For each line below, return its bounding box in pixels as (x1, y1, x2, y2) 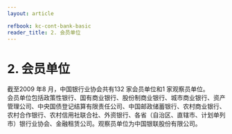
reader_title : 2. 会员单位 (7, 29, 81, 36)
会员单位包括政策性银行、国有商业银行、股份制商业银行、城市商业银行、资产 (7, 94, 226, 102)
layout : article (7, 10, 54, 17)
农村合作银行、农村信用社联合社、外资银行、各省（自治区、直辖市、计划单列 (7, 111, 226, 119)
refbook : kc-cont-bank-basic (7, 22, 91, 30)
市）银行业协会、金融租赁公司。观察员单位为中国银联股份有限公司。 (7, 119, 202, 128)
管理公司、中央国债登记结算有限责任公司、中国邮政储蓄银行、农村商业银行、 (7, 102, 226, 111)
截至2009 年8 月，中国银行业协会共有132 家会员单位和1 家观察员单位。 (7, 85, 209, 93)
